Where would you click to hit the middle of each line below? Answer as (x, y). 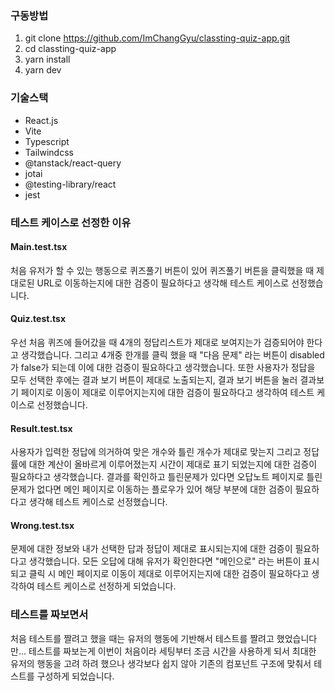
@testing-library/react (70, 184)
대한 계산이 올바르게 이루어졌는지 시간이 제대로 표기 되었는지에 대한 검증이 (173, 464)
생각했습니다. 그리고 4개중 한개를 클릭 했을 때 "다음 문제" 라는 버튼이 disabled (172, 354)
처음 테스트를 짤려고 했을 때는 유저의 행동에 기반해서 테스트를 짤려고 (142, 638)
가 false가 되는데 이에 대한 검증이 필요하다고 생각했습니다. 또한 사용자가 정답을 (163, 367)
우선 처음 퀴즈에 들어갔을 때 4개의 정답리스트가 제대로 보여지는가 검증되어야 (157, 342)
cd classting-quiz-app (70, 49)
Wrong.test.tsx (42, 525)
